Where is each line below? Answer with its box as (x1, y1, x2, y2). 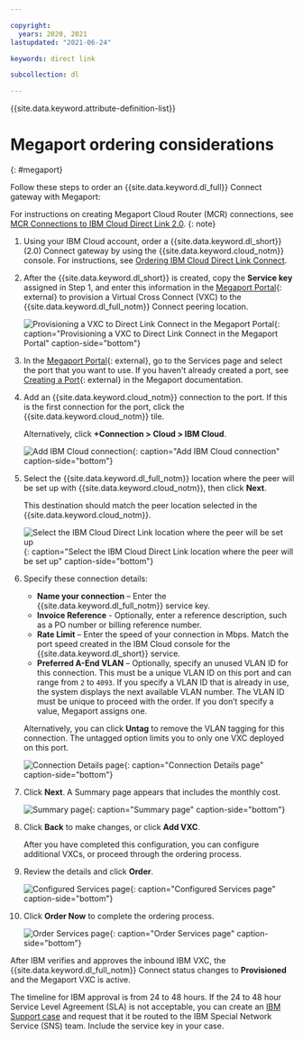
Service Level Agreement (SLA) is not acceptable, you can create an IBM (10, 1001, 281, 1012)
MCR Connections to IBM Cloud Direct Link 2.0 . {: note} (10, 218, 216, 230)
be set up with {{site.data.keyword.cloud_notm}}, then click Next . (23, 483, 267, 494)
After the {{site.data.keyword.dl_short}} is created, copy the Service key (23, 272, 293, 284)
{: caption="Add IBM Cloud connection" (132, 446, 280, 457)
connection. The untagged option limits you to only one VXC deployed (23, 733, 285, 744)
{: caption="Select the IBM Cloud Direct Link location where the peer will (23, 546, 294, 557)
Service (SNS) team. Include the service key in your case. (10, 1020, 225, 1032)
